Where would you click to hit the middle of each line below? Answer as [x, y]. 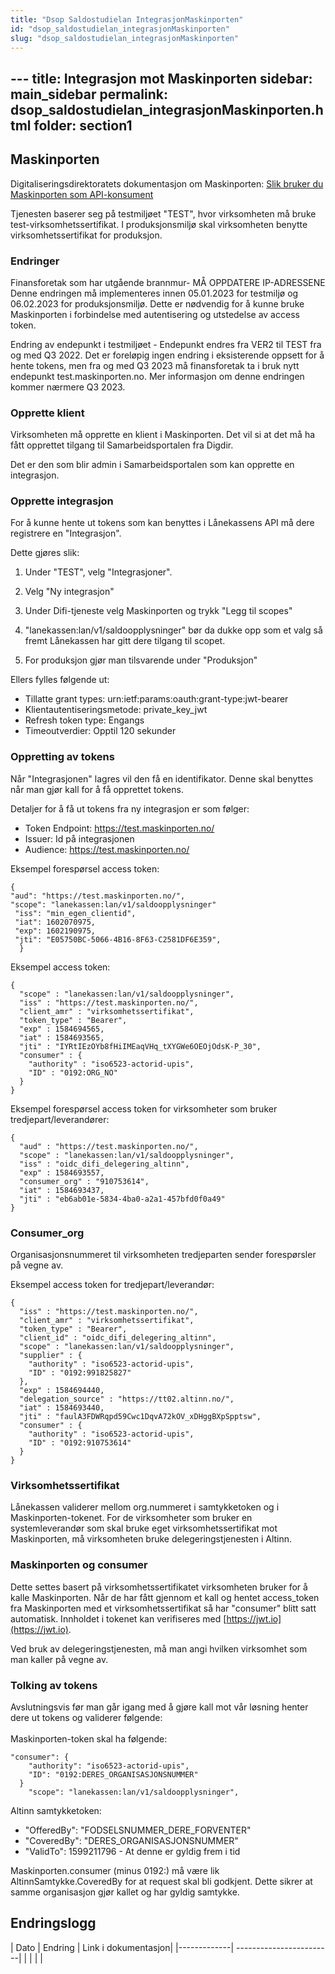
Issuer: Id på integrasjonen [79, 838]
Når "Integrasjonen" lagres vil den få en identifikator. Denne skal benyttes [162, 778]
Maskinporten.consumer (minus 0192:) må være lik [115, 1870]
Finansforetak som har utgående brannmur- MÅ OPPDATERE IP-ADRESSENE [168, 282]
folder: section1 [83, 125]
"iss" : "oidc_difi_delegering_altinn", [104, 1164]
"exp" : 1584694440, [62, 1391]
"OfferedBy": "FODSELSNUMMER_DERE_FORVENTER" [138, 1830]
